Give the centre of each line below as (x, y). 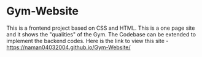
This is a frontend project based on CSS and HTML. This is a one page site (101, 28)
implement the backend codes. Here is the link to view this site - (87, 41)
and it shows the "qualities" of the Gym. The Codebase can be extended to (101, 34)
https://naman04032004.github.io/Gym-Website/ (68, 47)
